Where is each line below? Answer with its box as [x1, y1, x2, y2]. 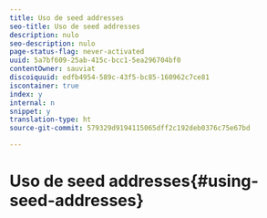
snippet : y [9, 107, 51, 116]
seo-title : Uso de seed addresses [9, 22, 141, 31]
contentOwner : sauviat [9, 65, 96, 74]
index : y [9, 89, 43, 99]
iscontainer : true [9, 81, 79, 90]
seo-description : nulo [9, 38, 96, 48]
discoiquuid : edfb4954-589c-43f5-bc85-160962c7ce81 [9, 73, 210, 82]
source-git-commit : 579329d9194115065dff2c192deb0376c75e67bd [9, 124, 251, 133]
